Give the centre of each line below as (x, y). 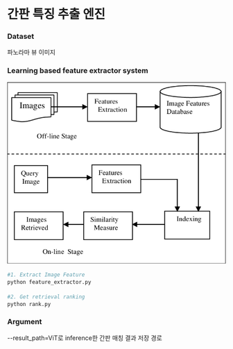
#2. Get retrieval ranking (46, 297)
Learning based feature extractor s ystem (78, 71)
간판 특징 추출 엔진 (56, 14)
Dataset (21, 37)
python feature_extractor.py (49, 282)
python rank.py (29, 304)
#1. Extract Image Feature (46, 275)
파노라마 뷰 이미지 (31, 52)
